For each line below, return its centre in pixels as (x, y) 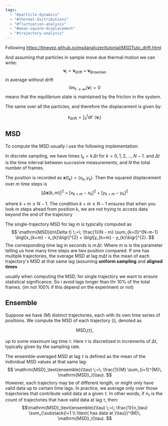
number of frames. (25, 168)
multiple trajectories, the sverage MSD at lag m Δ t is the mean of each (77, 256)
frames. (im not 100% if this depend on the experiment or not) (70, 287)
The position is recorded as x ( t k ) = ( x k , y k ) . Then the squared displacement (83, 178)
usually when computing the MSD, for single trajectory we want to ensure (81, 276)
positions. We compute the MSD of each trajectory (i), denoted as (74, 320)
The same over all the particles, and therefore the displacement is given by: (84, 106)
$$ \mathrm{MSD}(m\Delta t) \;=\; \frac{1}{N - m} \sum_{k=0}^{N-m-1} (85, 232)
